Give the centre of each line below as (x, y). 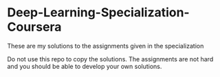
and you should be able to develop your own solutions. (85, 66)
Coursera (34, 27)
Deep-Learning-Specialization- (99, 13)
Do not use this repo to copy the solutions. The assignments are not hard (110, 59)
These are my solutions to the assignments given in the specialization (106, 46)
